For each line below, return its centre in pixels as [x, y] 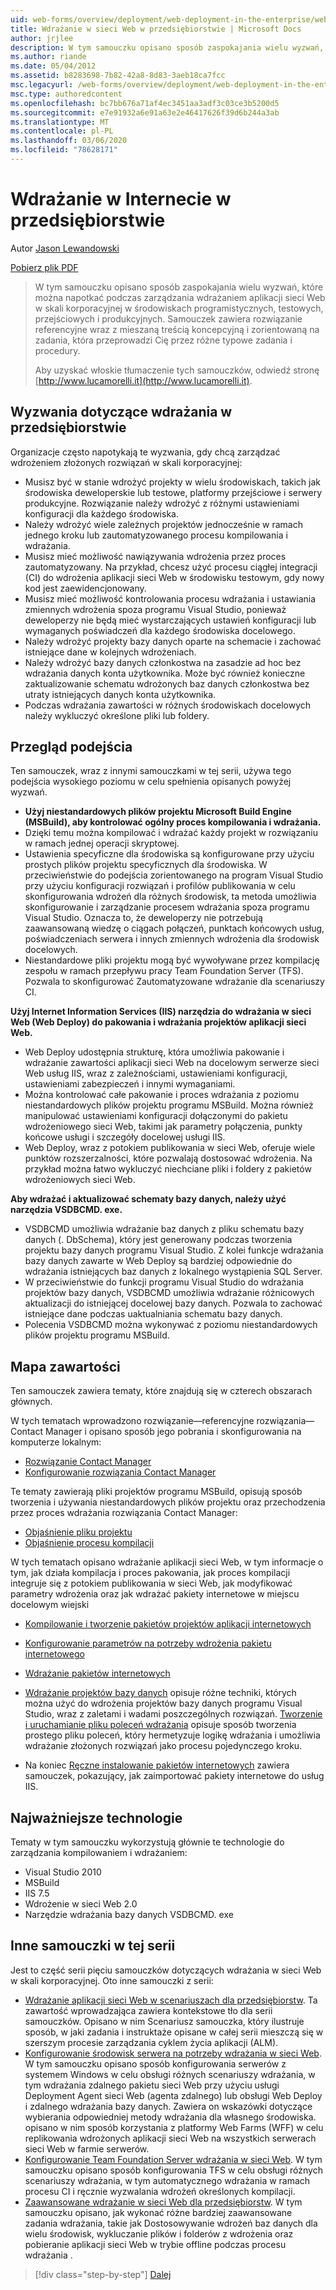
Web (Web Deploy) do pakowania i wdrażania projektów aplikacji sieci [158, 1022]
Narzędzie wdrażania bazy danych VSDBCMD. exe [129, 1915]
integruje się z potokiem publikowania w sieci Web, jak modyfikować [151, 1583]
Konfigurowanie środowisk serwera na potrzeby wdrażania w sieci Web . [173, 2053]
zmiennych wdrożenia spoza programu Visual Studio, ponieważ [155, 609]
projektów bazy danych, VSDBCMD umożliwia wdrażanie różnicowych [169, 1293]
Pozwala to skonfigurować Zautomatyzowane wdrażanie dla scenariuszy [174, 982]
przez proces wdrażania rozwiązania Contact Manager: [124, 1513]
